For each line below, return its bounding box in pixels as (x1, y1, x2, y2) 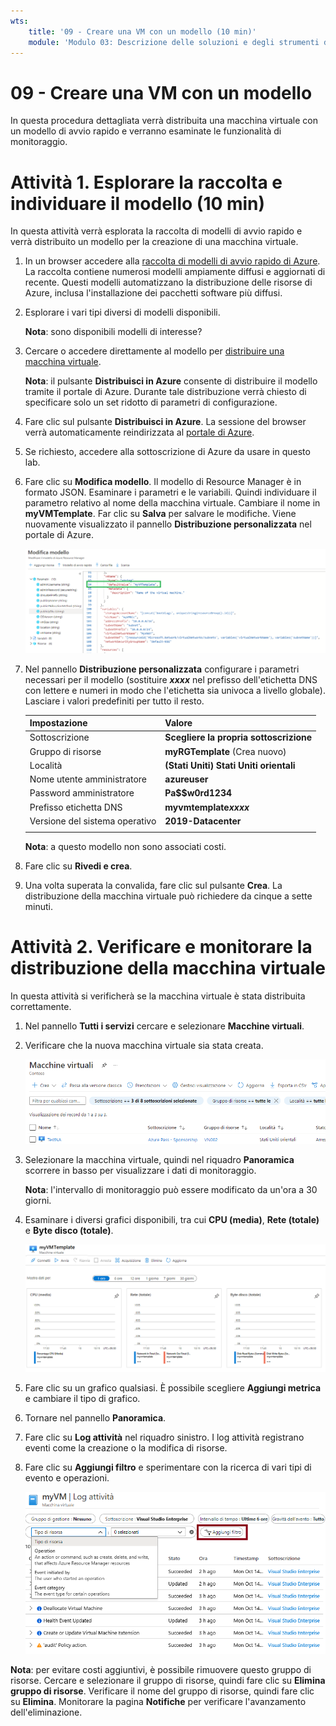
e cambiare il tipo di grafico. (24, 1393, 141, 1405)
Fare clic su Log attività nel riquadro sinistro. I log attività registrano (24, 1431, 305, 1444)
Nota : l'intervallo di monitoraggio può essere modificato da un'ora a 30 (24, 1184, 318, 1196)
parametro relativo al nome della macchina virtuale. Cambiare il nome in (24, 497, 321, 509)
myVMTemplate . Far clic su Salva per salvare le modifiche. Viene (24, 508, 297, 520)
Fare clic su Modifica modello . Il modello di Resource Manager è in (24, 476, 302, 488)
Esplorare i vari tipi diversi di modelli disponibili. (24, 306, 221, 319)
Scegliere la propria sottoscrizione (164, 731, 313, 744)
